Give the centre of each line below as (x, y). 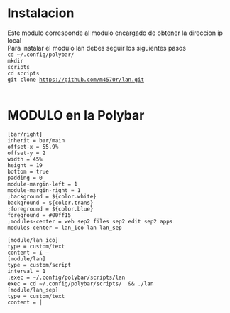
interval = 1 (27, 271)
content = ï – (28, 253)
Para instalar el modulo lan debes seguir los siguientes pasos (97, 48)
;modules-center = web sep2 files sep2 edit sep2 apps (90, 221)
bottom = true (28, 171)
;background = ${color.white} (52, 196)
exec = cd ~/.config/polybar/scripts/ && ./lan (81, 283)
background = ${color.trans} (50, 203)
